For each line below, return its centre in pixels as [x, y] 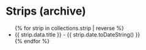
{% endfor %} [32, 41]
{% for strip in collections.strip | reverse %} [69, 28]
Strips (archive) [46, 11]
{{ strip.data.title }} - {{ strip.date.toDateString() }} [77, 34]
